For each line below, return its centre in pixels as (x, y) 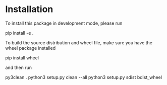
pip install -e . (19, 33)
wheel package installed (31, 48)
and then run (18, 67)
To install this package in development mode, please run (64, 23)
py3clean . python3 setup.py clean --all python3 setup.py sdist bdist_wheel (84, 77)
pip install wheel (22, 58)
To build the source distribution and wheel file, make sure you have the (79, 42)
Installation (29, 9)
